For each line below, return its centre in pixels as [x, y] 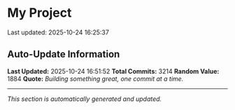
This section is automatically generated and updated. [85, 99]
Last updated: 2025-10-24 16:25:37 [58, 32]
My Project [40, 13]
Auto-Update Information [64, 54]
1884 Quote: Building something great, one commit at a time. [95, 78]
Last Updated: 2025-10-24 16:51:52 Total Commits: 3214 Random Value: [113, 71]
